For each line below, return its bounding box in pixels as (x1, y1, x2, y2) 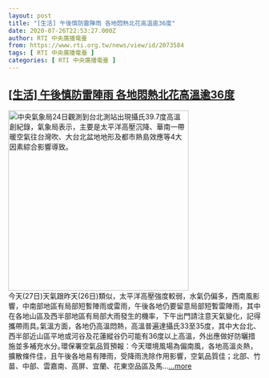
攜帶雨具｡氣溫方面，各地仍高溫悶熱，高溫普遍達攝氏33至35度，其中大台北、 (8, 321, 261, 331)
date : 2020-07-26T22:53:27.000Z (8, 26, 116, 34)
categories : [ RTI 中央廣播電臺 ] (8, 57, 116, 65)
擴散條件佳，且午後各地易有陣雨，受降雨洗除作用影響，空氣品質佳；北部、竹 (8, 351, 261, 360)
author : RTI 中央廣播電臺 (8, 34, 88, 42)
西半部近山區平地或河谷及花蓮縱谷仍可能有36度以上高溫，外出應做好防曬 (8, 331, 249, 340)
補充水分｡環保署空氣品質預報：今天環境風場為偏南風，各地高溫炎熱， (29, 341, 258, 351)
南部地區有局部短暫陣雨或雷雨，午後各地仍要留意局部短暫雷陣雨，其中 (29, 301, 261, 311)
